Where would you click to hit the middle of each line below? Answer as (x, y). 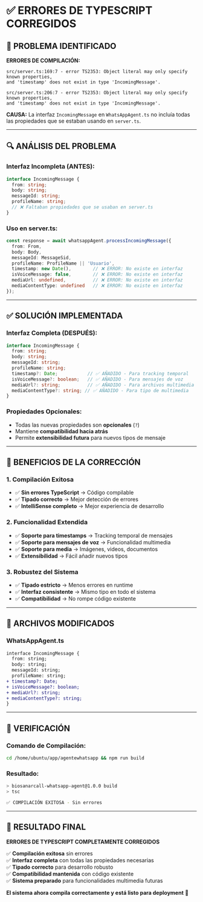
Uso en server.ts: (32, 228)
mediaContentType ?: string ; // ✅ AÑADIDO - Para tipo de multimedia (100, 390)
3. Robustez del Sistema (42, 572)
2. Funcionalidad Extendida (47, 522)
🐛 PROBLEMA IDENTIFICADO (61, 46)
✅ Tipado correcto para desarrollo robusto (60, 867)
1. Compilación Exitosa (40, 479)
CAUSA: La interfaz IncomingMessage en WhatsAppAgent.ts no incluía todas (98, 114)
